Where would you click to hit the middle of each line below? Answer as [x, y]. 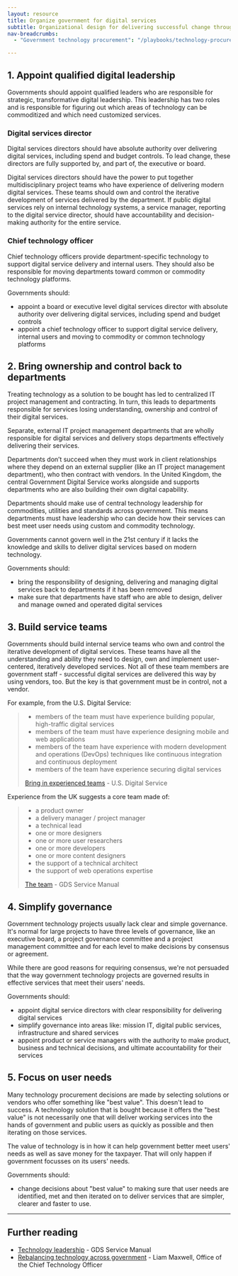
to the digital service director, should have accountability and [96, 215]
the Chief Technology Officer [60, 1265]
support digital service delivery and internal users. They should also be [111, 264]
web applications [60, 739]
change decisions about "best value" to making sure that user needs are [123, 1188]
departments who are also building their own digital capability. [98, 490]
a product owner [59, 811]
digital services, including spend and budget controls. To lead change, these [119, 156]
